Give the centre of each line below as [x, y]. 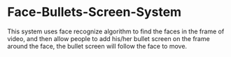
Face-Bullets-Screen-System [94, 12]
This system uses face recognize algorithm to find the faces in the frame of [116, 31]
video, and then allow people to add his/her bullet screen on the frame [108, 38]
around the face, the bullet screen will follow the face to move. [97, 46]
